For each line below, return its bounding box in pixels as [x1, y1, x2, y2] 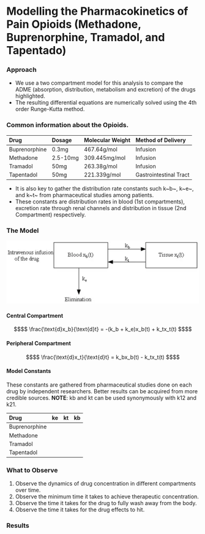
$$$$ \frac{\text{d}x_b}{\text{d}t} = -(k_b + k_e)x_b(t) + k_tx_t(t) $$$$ [13, 326, 192, 333]
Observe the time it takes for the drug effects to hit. [15, 506, 145, 513]
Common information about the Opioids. [6, 121, 129, 130]
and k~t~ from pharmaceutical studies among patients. [15, 191, 154, 198]
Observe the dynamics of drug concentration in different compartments [15, 480, 196, 487]
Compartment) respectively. [15, 211, 86, 218]
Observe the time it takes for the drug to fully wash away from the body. [15, 500, 197, 506]
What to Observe [6, 466, 58, 474]
